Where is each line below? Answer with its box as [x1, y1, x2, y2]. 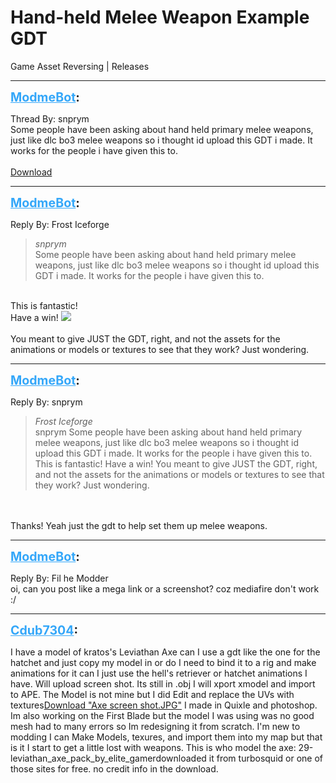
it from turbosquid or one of [208, 752, 323, 764]
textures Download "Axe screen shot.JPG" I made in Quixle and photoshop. [10, 699, 318, 711]
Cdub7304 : [10, 622, 79, 638]
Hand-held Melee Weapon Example [10, 6, 310, 29]
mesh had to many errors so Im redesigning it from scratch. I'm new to [10, 720, 301, 732]
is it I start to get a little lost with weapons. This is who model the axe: [10, 741, 297, 753]
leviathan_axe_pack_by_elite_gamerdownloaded [10, 752, 207, 764]
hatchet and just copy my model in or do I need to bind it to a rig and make [10, 656, 317, 668]
